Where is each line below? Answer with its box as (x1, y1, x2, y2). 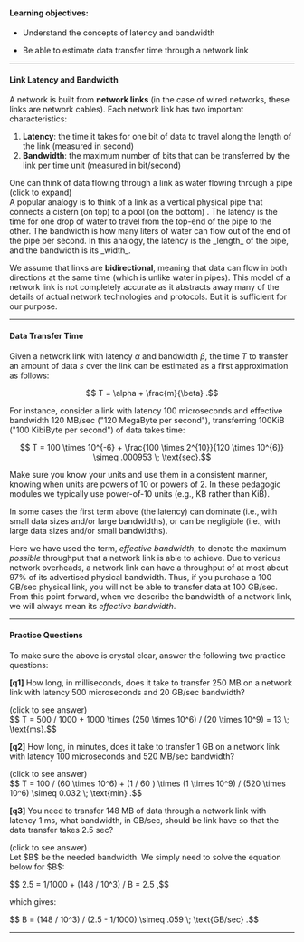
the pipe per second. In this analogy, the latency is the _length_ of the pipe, (9, 236, 290, 247)
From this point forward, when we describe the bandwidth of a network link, (9, 590, 292, 602)
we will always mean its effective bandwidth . (9, 600, 176, 611)
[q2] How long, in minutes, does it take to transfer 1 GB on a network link (9, 741, 280, 752)
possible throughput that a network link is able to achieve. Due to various (9, 552, 281, 563)
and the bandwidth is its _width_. (9, 245, 131, 256)
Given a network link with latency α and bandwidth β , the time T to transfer (9, 350, 289, 362)
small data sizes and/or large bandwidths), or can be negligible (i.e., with (9, 515, 280, 526)
